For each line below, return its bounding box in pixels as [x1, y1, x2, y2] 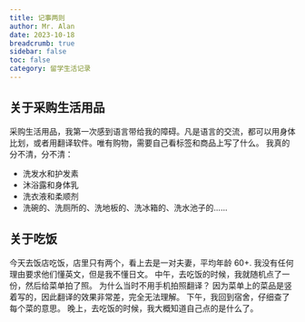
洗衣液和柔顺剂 [22, 190, 79, 201]
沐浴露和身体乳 [22, 179, 79, 190]
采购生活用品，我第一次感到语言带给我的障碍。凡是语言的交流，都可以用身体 [9, 126, 296, 136]
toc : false [9, 55, 51, 65]
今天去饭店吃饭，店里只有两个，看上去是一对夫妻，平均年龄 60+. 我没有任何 [9, 257, 294, 268]
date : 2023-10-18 [9, 30, 75, 39]
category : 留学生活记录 [9, 65, 91, 74]
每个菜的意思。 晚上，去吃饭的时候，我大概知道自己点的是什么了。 [9, 302, 259, 314]
